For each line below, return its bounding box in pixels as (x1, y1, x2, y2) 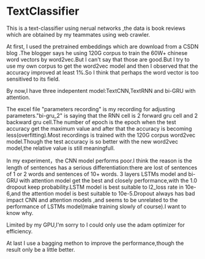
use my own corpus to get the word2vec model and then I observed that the (6, 62, 198, 70)
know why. (6, 209, 34, 216)
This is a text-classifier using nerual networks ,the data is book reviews (6, 24, 185, 32)
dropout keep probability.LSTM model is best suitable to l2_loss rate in (6, 183, 184, 191)
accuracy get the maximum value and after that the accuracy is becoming (6, 125, 192, 132)
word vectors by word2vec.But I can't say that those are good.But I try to (6, 56, 190, 63)
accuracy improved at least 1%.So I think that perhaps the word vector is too (6, 68, 199, 76)
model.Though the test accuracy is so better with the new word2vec (6, 137, 179, 145)
